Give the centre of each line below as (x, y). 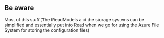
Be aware (19, 8)
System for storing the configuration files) (47, 30)
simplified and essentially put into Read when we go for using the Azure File (82, 25)
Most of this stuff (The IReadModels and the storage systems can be (74, 19)
